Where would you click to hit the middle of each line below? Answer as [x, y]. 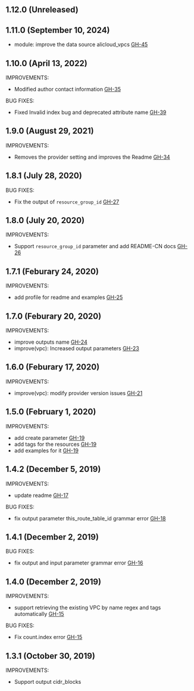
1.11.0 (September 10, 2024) [58, 30]
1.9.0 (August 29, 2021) [50, 131]
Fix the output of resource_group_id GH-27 [67, 202]
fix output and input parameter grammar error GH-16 [79, 563]
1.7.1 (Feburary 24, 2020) [52, 271]
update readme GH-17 [41, 495]
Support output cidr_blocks [48, 681]
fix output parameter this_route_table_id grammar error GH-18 [90, 518]
